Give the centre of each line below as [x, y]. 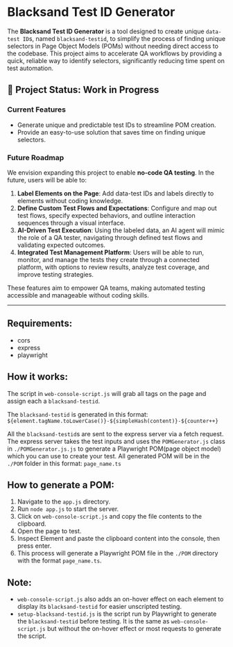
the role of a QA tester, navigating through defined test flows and [110, 237]
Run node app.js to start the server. [68, 509]
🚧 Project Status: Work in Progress [83, 90]
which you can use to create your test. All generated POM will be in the [109, 456]
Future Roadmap [36, 157]
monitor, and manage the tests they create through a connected [108, 259]
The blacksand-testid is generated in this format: [78, 414]
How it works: [37, 377]
